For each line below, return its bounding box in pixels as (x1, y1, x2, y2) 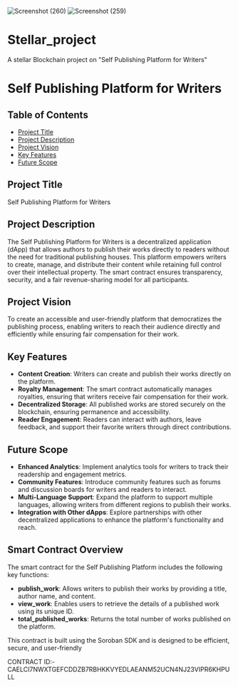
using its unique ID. (17, 607, 74, 616)
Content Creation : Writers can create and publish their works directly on (17, 370, 232, 378)
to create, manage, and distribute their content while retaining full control (7, 260, 222, 269)
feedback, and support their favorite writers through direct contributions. (17, 423, 232, 431)
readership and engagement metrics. (17, 470, 127, 478)
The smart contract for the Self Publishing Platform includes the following (7, 563, 223, 571)
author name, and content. (17, 591, 96, 600)
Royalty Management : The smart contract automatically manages (17, 385, 212, 393)
